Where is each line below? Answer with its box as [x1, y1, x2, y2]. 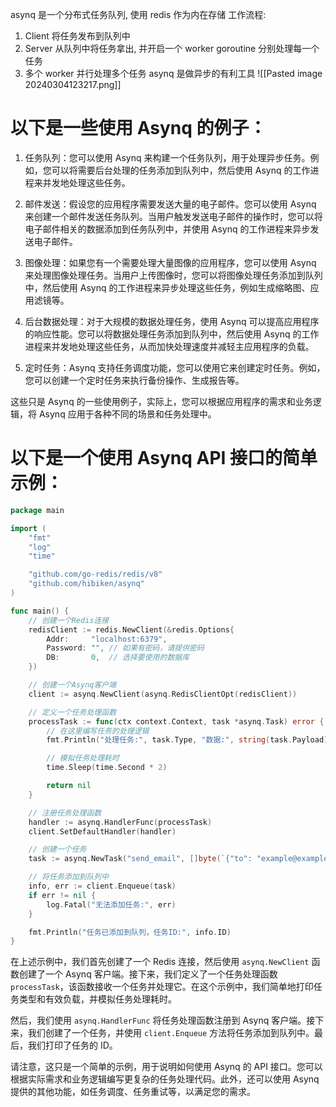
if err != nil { [28, 890, 97, 900]
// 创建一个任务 [28, 844, 87, 855]
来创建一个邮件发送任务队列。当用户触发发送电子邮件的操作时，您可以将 [24, 210, 323, 222]
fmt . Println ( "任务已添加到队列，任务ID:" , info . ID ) [28, 927, 232, 937]
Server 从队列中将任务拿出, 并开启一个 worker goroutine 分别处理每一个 [24, 43, 320, 54]
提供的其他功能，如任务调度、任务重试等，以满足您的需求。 [10, 1086, 256, 1098]
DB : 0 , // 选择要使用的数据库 [46, 653, 190, 663]
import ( [10, 523, 47, 533]
